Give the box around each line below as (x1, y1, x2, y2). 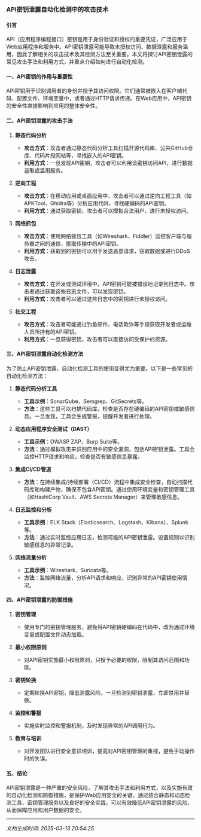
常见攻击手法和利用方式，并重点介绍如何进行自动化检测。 (6, 58, 148, 65)
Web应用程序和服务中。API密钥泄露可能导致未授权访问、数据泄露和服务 (6, 43, 184, 50)
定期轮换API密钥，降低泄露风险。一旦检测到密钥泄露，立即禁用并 (23, 689, 184, 696)
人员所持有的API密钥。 (23, 328, 80, 335)
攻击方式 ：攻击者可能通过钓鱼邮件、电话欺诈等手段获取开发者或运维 (23, 320, 192, 328)
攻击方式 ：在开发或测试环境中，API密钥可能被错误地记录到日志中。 (23, 280, 190, 288)
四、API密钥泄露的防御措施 (6, 596, 73, 603)
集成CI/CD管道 (14, 465, 51, 473)
